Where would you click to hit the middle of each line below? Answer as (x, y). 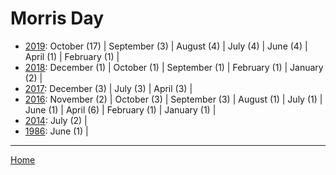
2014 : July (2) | (56, 120)
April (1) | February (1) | (72, 56)
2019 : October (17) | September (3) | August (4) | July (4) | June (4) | (166, 46)
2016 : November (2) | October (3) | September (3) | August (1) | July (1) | (173, 99)
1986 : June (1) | (56, 131)
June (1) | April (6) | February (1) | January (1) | (120, 109)
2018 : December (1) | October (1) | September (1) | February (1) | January (174, 67)
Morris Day (57, 18)
